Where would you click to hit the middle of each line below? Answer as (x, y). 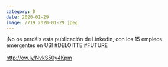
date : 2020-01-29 (28, 17)
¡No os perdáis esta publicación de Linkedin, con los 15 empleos (84, 39)
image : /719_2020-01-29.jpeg (42, 22)
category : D (21, 11)
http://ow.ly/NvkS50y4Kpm (39, 58)
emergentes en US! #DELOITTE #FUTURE (57, 45)
